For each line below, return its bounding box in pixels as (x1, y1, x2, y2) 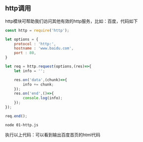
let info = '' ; (14, 68, 45, 73)
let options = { (5, 37, 38, 42)
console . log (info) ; (23, 96, 63, 101)
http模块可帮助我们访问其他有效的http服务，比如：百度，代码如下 (5, 18, 138, 24)
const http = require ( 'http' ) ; (5, 28, 70, 33)
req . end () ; (5, 114, 28, 118)
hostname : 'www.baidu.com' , (14, 46, 74, 51)
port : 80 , (14, 51, 36, 56)
